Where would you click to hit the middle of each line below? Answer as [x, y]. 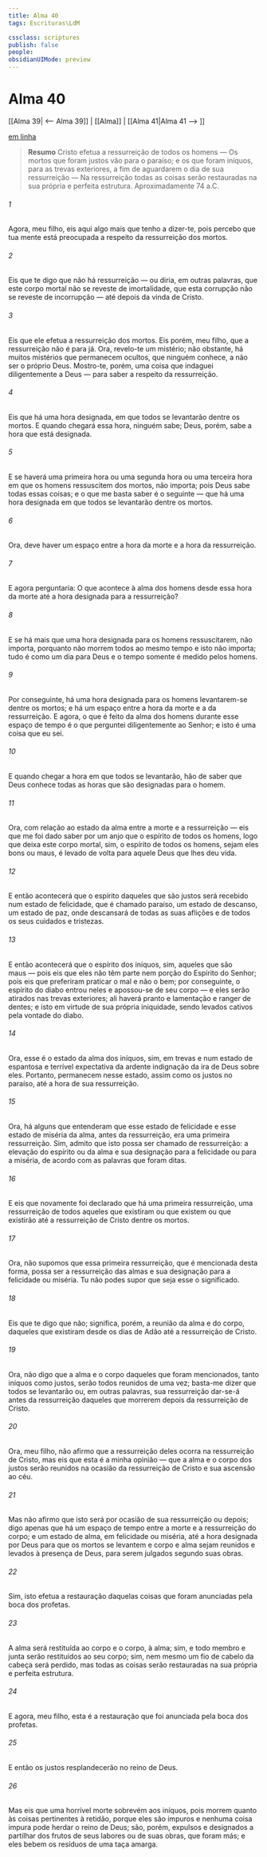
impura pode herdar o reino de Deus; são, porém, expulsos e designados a [131, 1828]
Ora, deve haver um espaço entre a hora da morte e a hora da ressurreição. [132, 545]
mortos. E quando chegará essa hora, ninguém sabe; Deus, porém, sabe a [130, 425]
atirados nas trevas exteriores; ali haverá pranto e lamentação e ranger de [130, 998]
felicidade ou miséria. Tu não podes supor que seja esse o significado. [124, 1280]
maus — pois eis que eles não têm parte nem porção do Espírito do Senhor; [132, 972]
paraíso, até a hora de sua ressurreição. [74, 1083]
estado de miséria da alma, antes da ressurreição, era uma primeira [119, 1135]
